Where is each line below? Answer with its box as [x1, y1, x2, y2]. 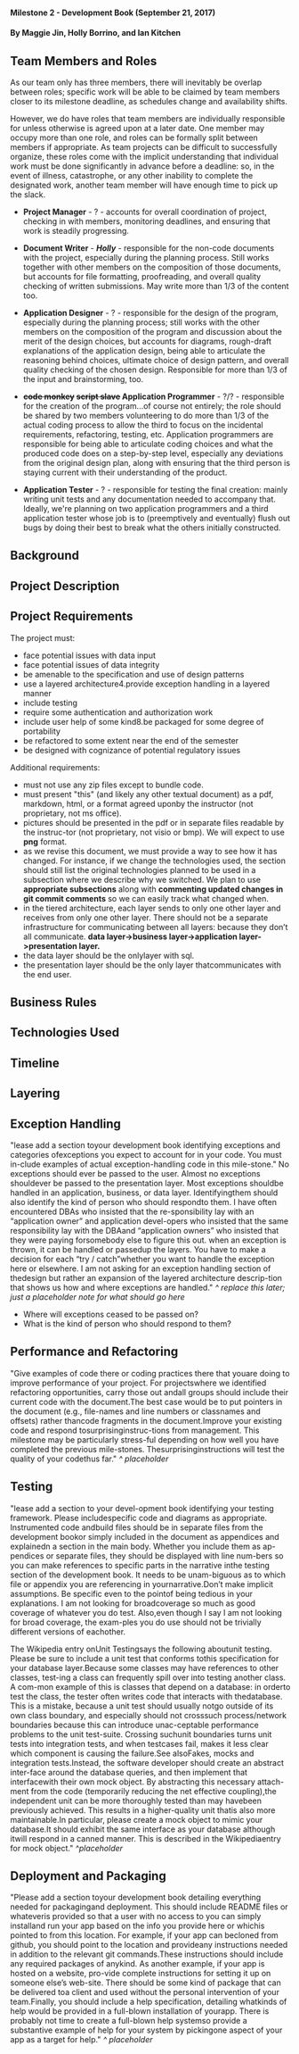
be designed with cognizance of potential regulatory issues [22, 744, 241, 755]
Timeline [10, 1055, 61, 1070]
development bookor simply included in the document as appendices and [10, 1531, 279, 1542]
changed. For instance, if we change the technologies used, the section [22, 855, 286, 866]
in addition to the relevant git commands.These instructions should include [10, 1949, 284, 1959]
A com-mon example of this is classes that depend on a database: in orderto [10, 1681, 291, 1692]
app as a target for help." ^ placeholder [10, 2034, 154, 2045]
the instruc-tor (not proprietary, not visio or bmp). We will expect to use [22, 827, 286, 837]
